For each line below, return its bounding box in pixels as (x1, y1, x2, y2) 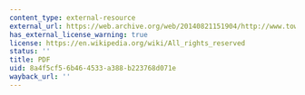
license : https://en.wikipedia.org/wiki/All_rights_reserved (9, 38, 246, 48)
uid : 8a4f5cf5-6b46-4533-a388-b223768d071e (9, 64, 177, 73)
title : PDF (9, 55, 51, 64)
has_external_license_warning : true (9, 30, 148, 39)
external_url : (9, 22, 64, 31)
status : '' (9, 47, 51, 56)
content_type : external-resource (9, 13, 136, 23)
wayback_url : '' (9, 72, 71, 81)
